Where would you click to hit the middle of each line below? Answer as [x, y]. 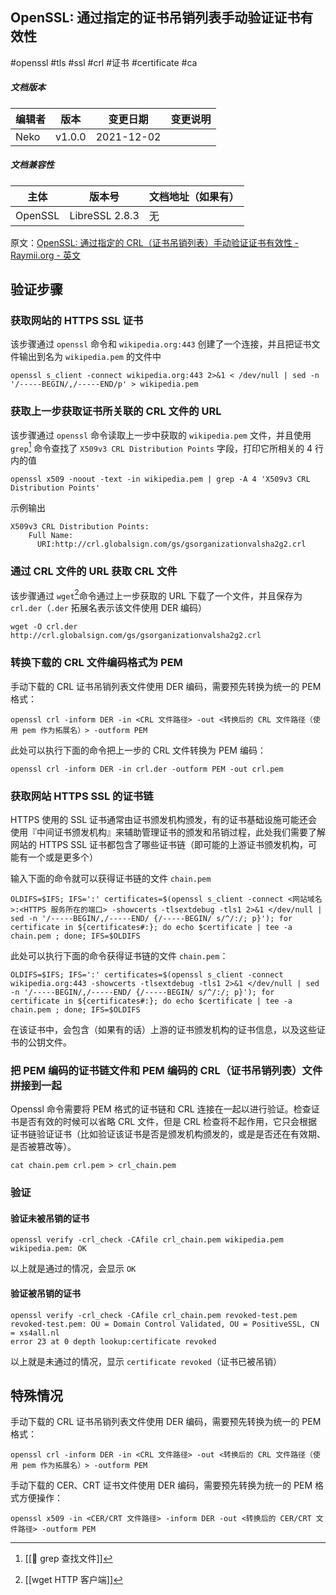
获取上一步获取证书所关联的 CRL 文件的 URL [116, 411]
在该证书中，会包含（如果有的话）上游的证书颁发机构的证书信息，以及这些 [163, 1029]
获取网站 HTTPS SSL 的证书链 [82, 796]
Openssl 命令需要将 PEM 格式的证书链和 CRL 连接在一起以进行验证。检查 [161, 1109]
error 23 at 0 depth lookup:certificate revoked [113, 1341]
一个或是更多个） [62, 857]
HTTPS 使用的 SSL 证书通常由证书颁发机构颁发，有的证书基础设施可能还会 [164, 819]
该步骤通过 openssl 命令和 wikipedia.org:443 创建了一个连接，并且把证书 [161, 344]
